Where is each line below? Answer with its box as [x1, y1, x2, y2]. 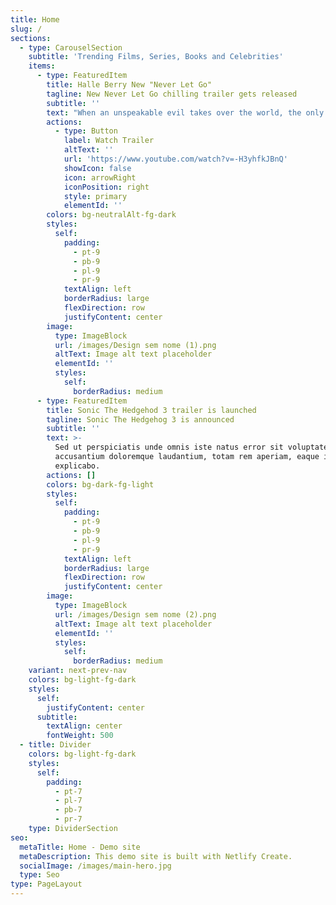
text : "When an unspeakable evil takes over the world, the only [46, 107, 325, 118]
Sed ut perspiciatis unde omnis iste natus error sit [54, 442, 284, 453]
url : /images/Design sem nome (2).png [54, 609, 217, 620]
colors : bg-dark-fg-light [46, 479, 155, 490]
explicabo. [54, 461, 101, 471]
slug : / [10, 24, 43, 34]
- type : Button [54, 126, 118, 136]
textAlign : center [46, 721, 123, 731]
